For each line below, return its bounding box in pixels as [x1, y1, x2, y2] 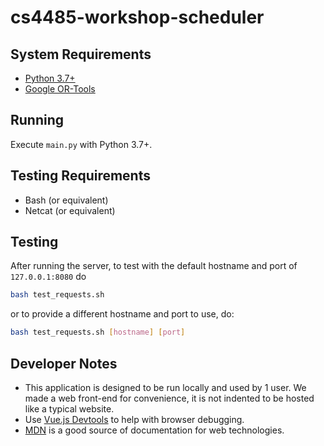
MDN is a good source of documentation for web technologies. [24, 424, 285, 436]
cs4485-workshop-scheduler [10, 6, 265, 29]
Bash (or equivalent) [24, 194, 109, 206]
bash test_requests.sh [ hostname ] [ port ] [10, 327, 186, 338]
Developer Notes [10, 355, 118, 372]
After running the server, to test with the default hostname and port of [10, 260, 298, 272]
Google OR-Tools [24, 83, 96, 95]
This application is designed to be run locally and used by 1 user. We [24, 382, 307, 393]
